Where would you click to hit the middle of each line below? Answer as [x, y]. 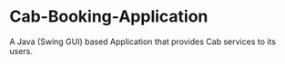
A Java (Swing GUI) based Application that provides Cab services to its [142, 41]
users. [21, 50]
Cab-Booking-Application [109, 17]
